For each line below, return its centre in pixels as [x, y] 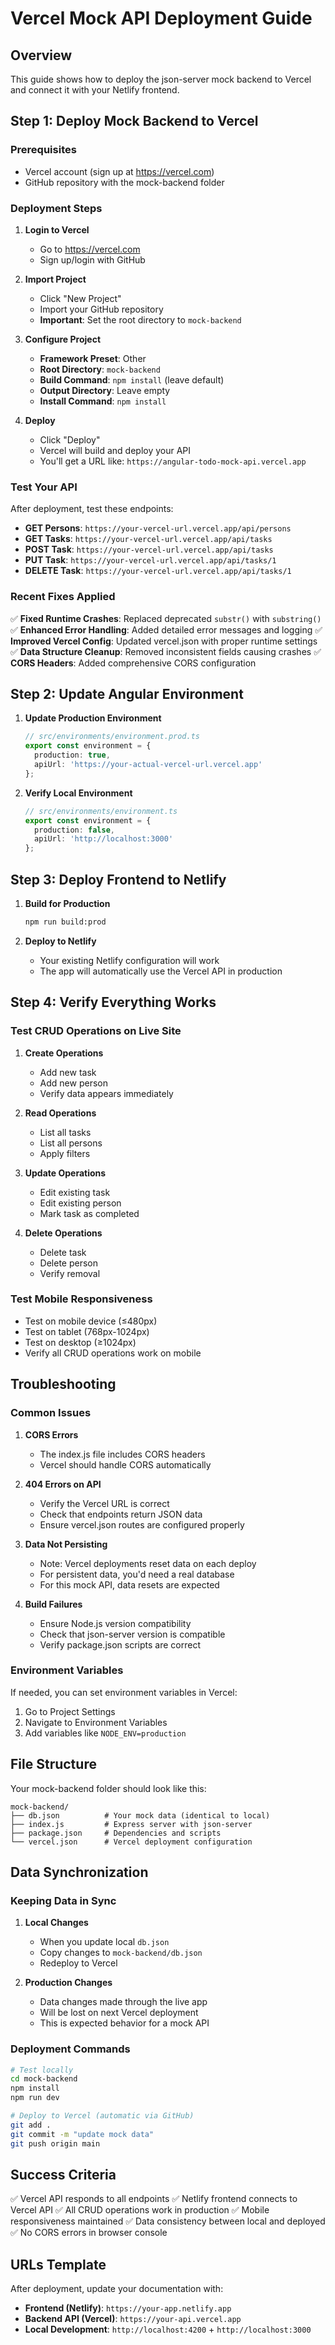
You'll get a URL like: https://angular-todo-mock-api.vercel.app [173, 461]
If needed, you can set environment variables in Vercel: [124, 1692]
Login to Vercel [57, 229]
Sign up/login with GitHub [92, 259]
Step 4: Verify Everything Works [113, 1002]
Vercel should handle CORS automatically [125, 1464]
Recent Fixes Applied [63, 597]
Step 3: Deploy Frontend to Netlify [118, 879]
